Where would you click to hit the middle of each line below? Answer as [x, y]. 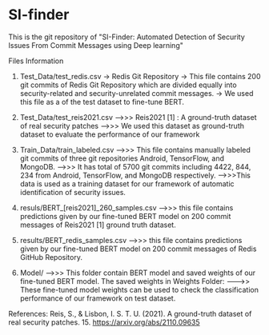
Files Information [36, 61]
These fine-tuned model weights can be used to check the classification [139, 289]
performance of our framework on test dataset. [98, 298]
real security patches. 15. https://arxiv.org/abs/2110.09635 [104, 322]
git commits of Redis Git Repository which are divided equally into [128, 85]
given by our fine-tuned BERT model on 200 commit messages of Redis [138, 249]
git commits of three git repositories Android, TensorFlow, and [122, 158]
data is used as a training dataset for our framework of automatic [127, 183]
